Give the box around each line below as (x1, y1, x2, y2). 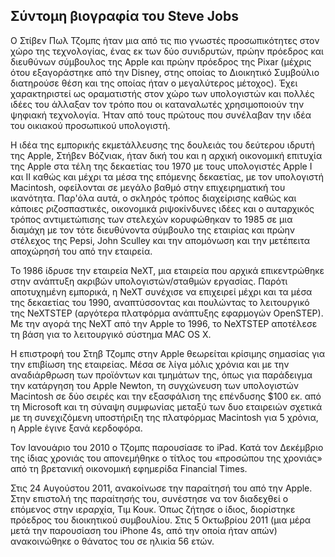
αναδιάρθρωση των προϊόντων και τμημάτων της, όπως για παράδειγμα (10, 369, 313, 381)
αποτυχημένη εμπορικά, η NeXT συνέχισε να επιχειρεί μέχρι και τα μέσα (10, 285, 313, 298)
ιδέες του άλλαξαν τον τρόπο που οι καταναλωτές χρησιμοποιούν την (10, 98, 305, 110)
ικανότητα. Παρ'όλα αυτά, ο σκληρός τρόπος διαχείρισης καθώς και (10, 192, 297, 204)
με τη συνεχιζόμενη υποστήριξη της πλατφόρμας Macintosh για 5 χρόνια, (10, 411, 319, 423)
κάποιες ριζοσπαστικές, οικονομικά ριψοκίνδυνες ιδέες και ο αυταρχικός (10, 202, 315, 214)
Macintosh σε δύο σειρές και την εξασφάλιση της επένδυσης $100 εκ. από (10, 390, 322, 402)
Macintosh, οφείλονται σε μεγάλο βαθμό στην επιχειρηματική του (10, 181, 286, 193)
